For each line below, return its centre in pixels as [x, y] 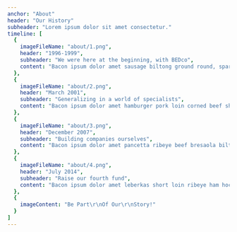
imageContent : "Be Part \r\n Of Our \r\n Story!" [88, 205]
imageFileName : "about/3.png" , [66, 126]
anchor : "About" [31, 14]
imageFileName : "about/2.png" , [66, 86]
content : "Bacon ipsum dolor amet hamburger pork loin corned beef [121, 106]
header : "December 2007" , [58, 132]
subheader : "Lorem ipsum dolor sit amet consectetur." [90, 27]
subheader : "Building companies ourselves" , [86, 139]
